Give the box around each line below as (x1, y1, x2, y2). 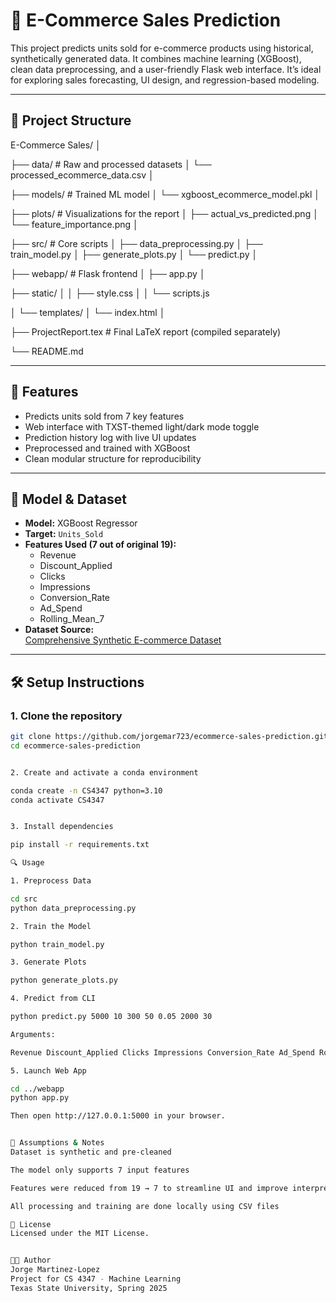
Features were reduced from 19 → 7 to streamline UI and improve (10, 1183, 288, 1193)
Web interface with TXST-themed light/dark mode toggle (24, 420, 260, 433)
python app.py (10, 1093, 70, 1103)
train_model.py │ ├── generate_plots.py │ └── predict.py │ (10, 248, 258, 260)
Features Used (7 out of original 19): (24, 539, 177, 551)
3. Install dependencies (10, 822, 114, 832)
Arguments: (10, 1029, 56, 1039)
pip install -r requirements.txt (10, 840, 150, 850)
